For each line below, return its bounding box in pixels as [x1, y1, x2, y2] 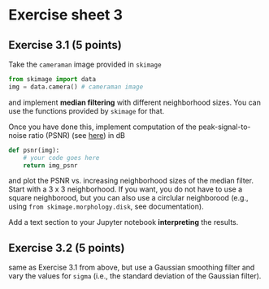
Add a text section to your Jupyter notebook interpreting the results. [8, 218, 239, 227]
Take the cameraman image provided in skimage [8, 59, 162, 69]
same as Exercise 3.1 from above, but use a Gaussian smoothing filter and [8, 262, 255, 273]
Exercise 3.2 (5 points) [8, 241, 125, 255]
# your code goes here [23, 153, 100, 162]
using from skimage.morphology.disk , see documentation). [8, 201, 205, 212]
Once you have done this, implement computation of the [8, 122, 197, 132]
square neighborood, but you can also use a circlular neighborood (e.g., [8, 193, 249, 203]
